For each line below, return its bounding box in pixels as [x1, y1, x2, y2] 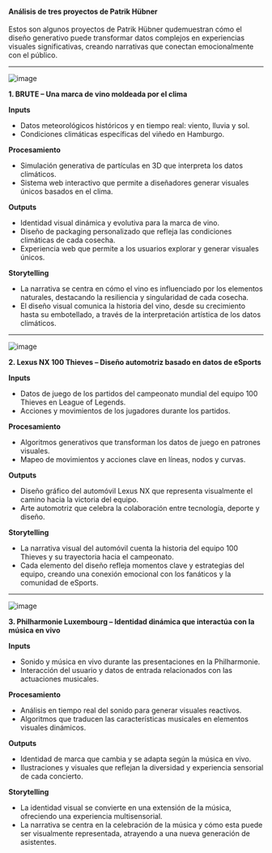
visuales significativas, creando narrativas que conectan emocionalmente [8, 41, 254, 52]
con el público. [8, 50, 58, 60]
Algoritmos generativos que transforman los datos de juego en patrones [19, 438, 261, 448]
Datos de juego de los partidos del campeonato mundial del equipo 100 [19, 389, 258, 399]
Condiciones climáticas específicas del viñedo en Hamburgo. [19, 130, 225, 139]
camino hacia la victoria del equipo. [19, 495, 139, 504]
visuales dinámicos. [19, 722, 87, 733]
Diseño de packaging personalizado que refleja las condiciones [19, 227, 232, 237]
